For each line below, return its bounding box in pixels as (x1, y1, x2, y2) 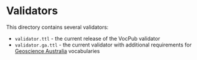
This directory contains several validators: (6, 24, 109, 31)
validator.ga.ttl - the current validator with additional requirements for (14, 41, 192, 48)
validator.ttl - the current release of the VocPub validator (14, 35, 160, 42)
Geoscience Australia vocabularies (14, 47, 100, 54)
